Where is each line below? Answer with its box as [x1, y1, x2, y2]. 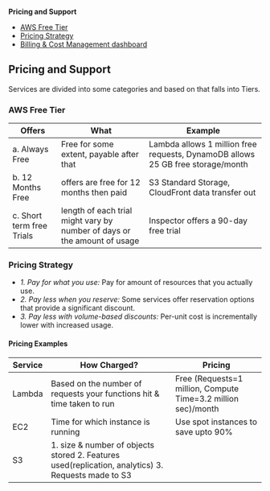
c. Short [12, 210, 43, 221]
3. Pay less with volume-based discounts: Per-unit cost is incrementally [19, 312, 258, 321]
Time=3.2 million [175, 393, 239, 404]
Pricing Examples [8, 339, 68, 349]
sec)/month [175, 402, 219, 414]
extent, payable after [61, 149, 139, 160]
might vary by [61, 215, 113, 226]
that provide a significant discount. [19, 303, 135, 313]
